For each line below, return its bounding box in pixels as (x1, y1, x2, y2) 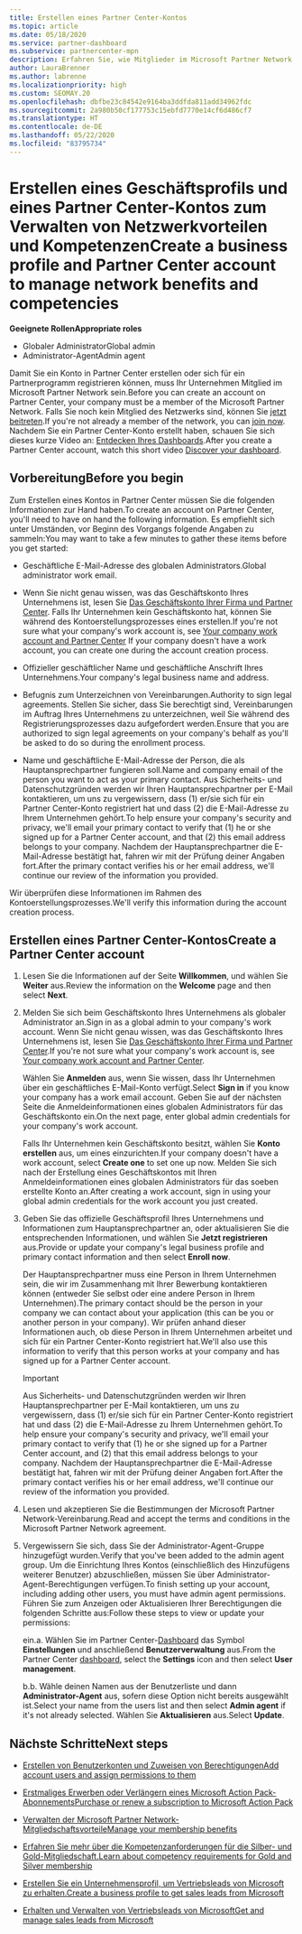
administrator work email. (22, 570, 117, 581)
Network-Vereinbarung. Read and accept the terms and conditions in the (22, 1513, 290, 1524)
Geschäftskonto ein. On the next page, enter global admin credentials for (22, 1111, 291, 1122)
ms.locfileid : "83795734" (9, 139, 106, 148)
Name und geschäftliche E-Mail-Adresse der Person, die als (22, 755, 245, 766)
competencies (9, 293, 120, 313)
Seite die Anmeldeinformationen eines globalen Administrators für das (22, 1102, 284, 1112)
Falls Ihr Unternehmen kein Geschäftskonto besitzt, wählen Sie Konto (22, 1139, 281, 1149)
